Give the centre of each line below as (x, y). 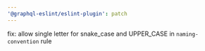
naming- (187, 34)
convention (23, 42)
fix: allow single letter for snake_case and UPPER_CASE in (91, 34)
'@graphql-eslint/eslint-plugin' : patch (68, 14)
